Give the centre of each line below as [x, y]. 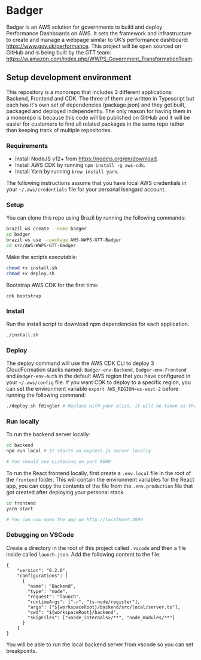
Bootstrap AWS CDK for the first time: [52, 285]
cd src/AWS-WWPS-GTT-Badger [41, 245]
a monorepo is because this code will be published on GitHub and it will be [98, 117]
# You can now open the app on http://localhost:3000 [75, 519]
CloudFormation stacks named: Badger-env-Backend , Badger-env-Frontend [97, 370]
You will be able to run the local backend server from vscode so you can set [100, 644]
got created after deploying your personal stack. [66, 492]
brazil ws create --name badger [46, 229]
